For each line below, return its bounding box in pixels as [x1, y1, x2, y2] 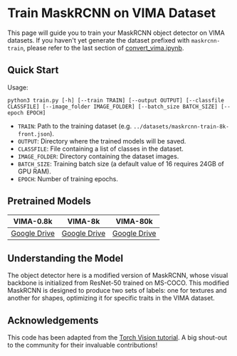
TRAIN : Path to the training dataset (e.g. [17, 122, 132, 130]
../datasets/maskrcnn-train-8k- [133, 123, 229, 130]
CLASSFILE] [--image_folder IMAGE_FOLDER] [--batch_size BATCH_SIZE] [7, 103, 218, 110]
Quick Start [7, 64, 59, 76]
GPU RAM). [17, 167, 51, 176]
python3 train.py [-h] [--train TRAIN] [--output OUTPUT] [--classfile [7, 97, 224, 104]
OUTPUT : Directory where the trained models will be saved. [17, 136, 186, 145]
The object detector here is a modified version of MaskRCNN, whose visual [7, 271, 228, 280]
